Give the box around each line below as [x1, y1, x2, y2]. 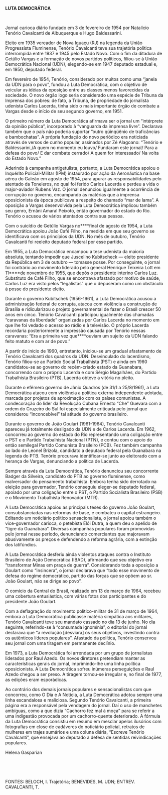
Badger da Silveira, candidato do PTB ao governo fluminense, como [5, 473, 145, 479]
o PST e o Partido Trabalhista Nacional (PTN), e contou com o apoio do [5, 437, 152, 442]
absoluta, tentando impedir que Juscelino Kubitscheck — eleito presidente [5, 254, 159, 260]
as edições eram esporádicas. [5, 676, 68, 683]
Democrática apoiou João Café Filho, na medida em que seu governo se [5, 228, 155, 234]
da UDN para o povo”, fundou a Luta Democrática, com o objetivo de [5, 81, 147, 87]
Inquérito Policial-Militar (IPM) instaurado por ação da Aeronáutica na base [5, 170, 160, 176]
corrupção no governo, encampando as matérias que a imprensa [5, 192, 139, 197]
